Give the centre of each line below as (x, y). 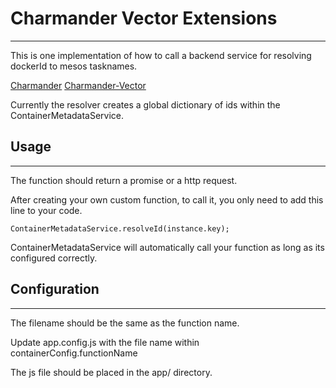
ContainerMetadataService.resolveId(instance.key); (120, 228)
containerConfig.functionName (74, 353)
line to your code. (46, 210)
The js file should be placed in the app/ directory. (111, 372)
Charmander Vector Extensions (144, 18)
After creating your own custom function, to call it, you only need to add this (167, 199)
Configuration (55, 289)
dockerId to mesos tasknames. (74, 66)
